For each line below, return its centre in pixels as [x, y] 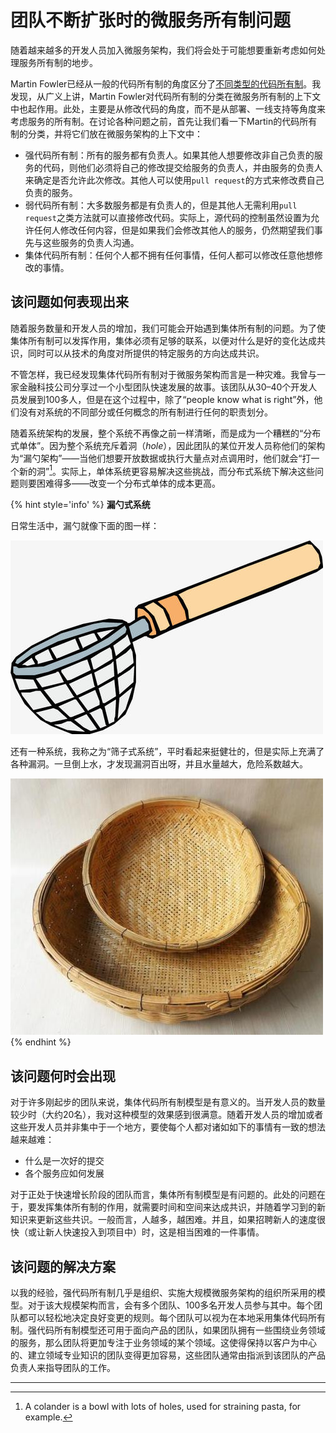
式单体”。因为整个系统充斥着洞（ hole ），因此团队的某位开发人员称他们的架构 [168, 445]
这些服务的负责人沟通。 [91, 242]
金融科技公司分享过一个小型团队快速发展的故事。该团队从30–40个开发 [163, 387]
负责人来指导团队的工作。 [63, 1368]
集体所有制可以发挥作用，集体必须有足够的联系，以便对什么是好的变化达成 [163, 340]
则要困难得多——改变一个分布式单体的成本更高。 [119, 483]
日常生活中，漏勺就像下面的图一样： [85, 526]
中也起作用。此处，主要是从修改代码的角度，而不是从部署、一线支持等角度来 [168, 108]
